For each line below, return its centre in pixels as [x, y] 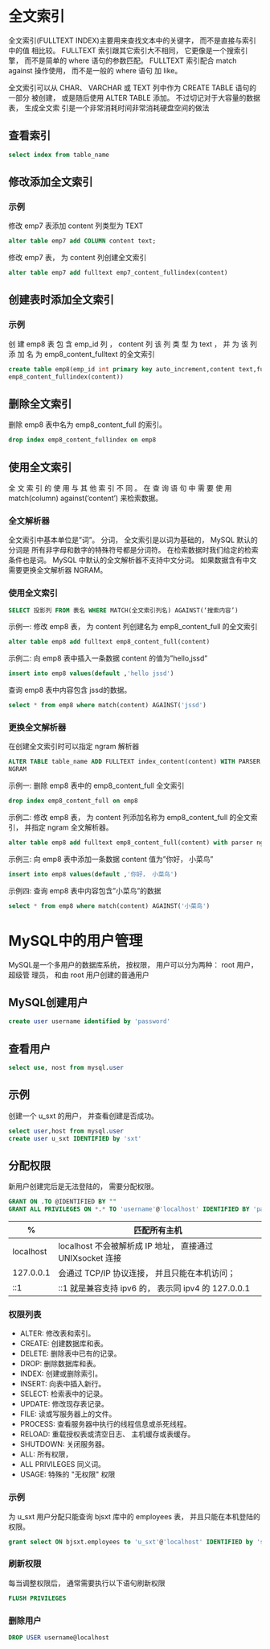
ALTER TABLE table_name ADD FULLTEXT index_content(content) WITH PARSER [135, 762]
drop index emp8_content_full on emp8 [73, 801]
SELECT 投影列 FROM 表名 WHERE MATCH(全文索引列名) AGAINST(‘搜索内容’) [123, 610]
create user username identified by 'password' [90, 1021]
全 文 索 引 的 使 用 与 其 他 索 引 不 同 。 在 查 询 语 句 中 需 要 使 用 [120, 488]
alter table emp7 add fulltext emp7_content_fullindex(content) [118, 273]
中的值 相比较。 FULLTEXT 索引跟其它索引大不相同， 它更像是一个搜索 [125, 50]
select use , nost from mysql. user [66, 1068]
